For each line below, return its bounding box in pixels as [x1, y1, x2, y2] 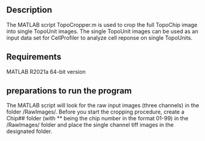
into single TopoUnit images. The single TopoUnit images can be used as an [6, 27, 198, 35]
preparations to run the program [6, 85, 132, 96]
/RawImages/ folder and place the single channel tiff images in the [6, 121, 174, 129]
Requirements [6, 52, 61, 62]
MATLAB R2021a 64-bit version [6, 68, 86, 75]
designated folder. [6, 128, 53, 135]
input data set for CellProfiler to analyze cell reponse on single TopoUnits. [6, 34, 193, 42]
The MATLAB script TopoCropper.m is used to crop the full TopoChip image [6, 21, 198, 28]
